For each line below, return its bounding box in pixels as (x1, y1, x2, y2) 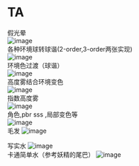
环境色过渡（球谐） (7, 61, 64, 69)
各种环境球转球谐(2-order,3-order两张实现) (7, 45, 133, 53)
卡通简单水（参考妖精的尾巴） (7, 150, 94, 159)
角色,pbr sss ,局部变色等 (7, 110, 78, 119)
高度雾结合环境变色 (7, 77, 64, 85)
